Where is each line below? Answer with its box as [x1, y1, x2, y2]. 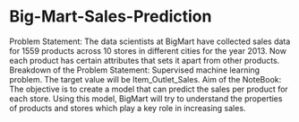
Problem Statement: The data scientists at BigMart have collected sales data [9, 36, 291, 47]
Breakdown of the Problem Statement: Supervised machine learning [9, 65, 261, 75]
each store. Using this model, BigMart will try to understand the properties [9, 92, 283, 104]
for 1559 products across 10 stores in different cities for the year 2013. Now [9, 45, 286, 56]
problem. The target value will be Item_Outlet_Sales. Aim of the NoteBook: [9, 74, 282, 84]
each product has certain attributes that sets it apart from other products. [9, 55, 280, 65]
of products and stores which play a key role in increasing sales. [9, 102, 246, 113]
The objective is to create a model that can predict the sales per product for [9, 83, 288, 94]
